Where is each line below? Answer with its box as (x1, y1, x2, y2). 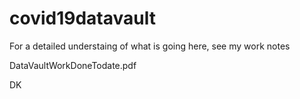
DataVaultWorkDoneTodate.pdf (9, 59, 137, 71)
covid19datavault (9, 7, 156, 30)
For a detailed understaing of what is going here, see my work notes (9, 40, 291, 52)
